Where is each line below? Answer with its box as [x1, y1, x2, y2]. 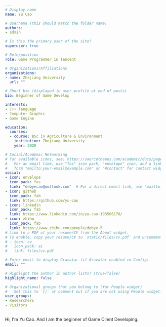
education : [5, 124, 28, 130]
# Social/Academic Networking [5, 152, 68, 157]
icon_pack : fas [9, 180, 41, 185]
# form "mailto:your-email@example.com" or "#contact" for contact [5, 166, 152, 171]
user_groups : [5, 293, 32, 299]
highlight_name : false [5, 275, 52, 281]
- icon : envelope [5, 175, 41, 180]
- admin [5, 30, 21, 35]
